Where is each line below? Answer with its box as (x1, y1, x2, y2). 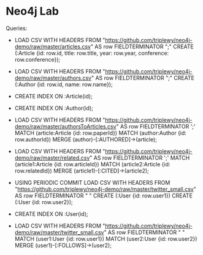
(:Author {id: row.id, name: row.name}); (14, 81, 113, 88)
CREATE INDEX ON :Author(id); (14, 104, 93, 111)
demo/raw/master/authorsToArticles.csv (14, 122, 117, 130)
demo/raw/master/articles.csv (14, 43, 91, 50)
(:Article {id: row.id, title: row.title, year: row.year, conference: (14, 49, 169, 56)
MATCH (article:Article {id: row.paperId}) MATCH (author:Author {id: (14, 129, 186, 136)
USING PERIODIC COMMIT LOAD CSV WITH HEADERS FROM (14, 179, 170, 186)
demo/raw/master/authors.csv (14, 74, 92, 81)
